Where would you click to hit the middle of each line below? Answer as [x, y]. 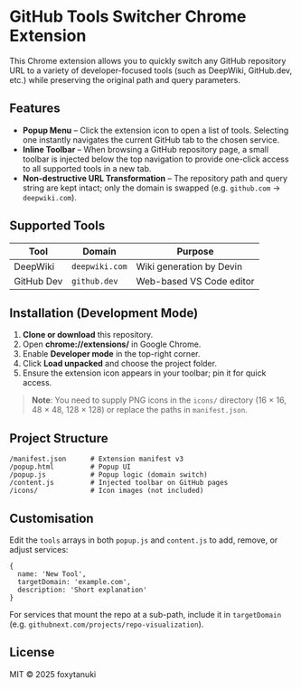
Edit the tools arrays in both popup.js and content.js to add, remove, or [144, 540]
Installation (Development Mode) [104, 313]
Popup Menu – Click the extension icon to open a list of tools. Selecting [155, 130]
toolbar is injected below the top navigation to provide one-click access [155, 159]
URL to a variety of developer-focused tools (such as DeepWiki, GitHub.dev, [151, 70]
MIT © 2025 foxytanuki [53, 674]
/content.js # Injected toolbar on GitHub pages [119, 483]
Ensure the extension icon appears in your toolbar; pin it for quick [144, 373]
